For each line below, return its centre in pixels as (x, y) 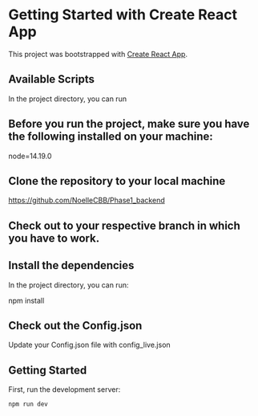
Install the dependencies (71, 265)
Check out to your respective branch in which (124, 225)
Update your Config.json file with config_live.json (89, 345)
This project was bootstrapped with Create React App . (98, 54)
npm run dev (28, 404)
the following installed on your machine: (111, 137)
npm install (26, 300)
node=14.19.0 (30, 156)
